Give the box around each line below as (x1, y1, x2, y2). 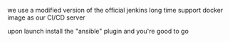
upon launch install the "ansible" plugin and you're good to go (7, 27, 189, 35)
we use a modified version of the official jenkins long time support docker (7, 6, 224, 14)
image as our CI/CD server (7, 13, 85, 22)
